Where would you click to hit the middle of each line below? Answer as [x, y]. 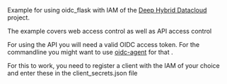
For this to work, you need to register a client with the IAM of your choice [114, 65]
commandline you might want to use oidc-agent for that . [90, 52]
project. [19, 17]
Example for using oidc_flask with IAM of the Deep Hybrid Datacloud [107, 10]
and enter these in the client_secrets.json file [72, 73]
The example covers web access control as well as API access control [110, 31]
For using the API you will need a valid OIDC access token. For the [104, 44]
